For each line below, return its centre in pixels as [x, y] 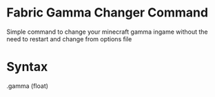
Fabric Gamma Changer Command [107, 13]
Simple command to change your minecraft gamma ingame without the [107, 32]
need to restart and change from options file [69, 39]
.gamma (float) [28, 86]
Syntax [27, 67]
